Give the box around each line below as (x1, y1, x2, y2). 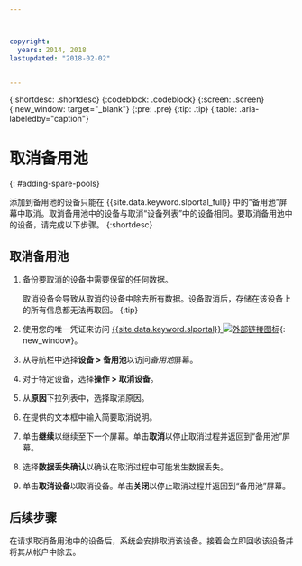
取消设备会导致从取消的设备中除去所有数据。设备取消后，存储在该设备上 (22, 293, 291, 304)
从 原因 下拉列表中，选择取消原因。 (22, 393, 150, 404)
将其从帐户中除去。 (9, 546, 81, 557)
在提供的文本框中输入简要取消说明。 (22, 412, 158, 422)
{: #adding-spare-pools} (9, 178, 101, 190)
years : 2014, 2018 (17, 45, 87, 54)
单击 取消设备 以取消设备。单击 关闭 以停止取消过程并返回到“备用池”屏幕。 (22, 480, 291, 492)
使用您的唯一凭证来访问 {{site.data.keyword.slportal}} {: (22, 324, 286, 335)
